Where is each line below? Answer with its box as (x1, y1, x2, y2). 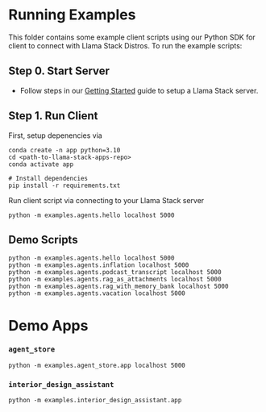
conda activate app (8, 160, 74, 169)
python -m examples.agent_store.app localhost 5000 (8, 361, 185, 369)
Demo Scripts (8, 232, 78, 247)
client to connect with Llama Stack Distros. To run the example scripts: (8, 40, 243, 50)
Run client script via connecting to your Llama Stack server (8, 195, 205, 205)
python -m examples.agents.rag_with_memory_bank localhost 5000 (8, 282, 229, 291)
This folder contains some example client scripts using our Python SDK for (8, 32, 256, 42)
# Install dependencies (8, 174, 89, 182)
